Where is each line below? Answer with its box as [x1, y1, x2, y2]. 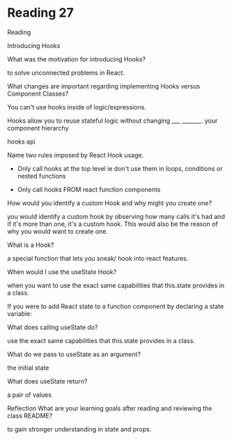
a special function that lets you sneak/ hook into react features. [7, 254, 189, 262]
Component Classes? [7, 89, 69, 98]
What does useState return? [7, 377, 88, 385]
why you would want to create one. [7, 227, 108, 235]
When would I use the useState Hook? [7, 267, 117, 276]
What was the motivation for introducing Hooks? [7, 54, 146, 63]
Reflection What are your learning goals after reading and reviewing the [7, 404, 212, 412]
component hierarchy [7, 123, 69, 132]
